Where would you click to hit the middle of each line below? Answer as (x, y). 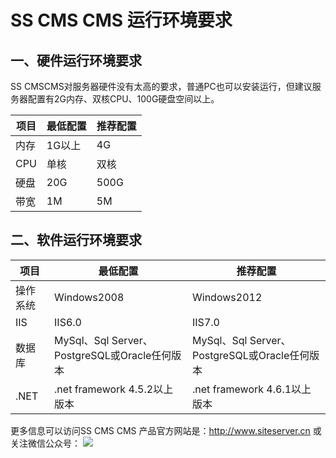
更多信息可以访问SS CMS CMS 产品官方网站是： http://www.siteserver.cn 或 (166, 430)
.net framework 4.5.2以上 (114, 389)
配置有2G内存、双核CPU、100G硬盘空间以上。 (123, 99)
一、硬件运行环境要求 (76, 60)
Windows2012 (227, 297)
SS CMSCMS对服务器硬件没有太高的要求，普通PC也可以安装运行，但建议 (161, 86)
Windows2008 (89, 297)
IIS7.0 (206, 322)
